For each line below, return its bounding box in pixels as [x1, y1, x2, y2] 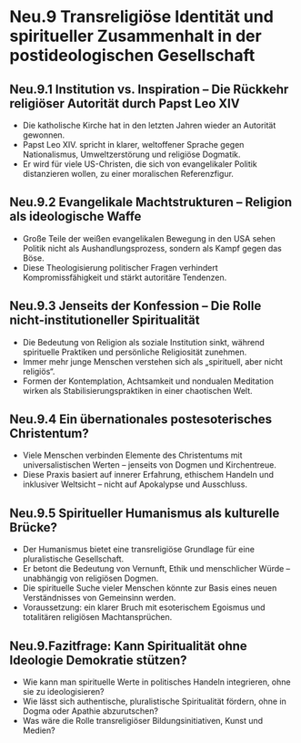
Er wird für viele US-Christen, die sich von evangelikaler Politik [22, 159, 257, 170]
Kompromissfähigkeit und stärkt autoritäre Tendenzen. [22, 272, 227, 283]
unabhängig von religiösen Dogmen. [22, 573, 159, 584]
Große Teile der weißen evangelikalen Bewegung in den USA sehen [22, 232, 276, 243]
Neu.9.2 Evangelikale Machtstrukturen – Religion [9, 194, 293, 211]
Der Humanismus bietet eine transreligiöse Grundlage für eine [22, 544, 255, 555]
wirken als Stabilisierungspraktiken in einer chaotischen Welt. [22, 385, 253, 396]
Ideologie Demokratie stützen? [9, 652, 187, 667]
